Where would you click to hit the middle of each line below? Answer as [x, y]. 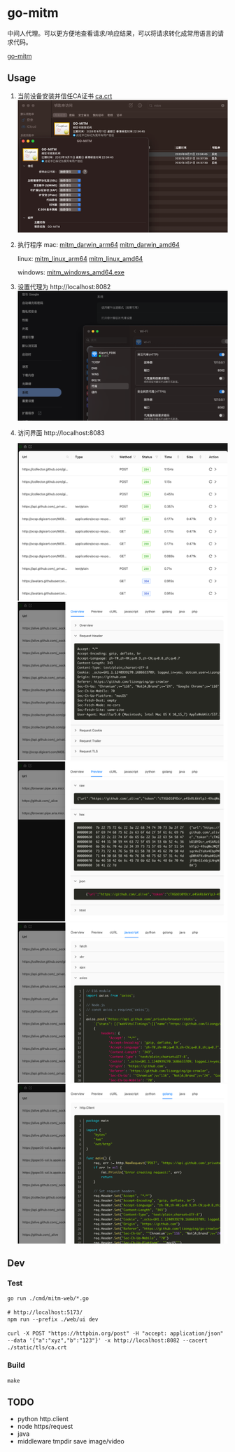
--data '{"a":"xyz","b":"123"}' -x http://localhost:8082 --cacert [108, 1341]
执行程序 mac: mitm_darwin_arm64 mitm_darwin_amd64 [98, 245]
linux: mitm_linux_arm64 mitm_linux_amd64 [80, 259]
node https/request [45, 1427]
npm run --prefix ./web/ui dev [53, 1320]
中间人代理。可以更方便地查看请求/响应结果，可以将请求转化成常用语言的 [113, 33]
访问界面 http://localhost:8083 [61, 432]
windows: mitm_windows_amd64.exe [71, 272]
